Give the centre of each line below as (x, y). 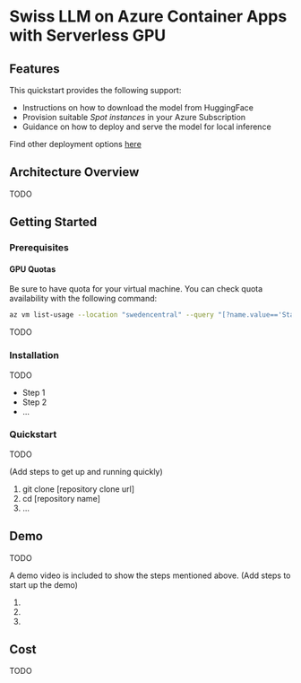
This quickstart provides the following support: (95, 90)
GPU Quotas (33, 269)
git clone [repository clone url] (78, 489)
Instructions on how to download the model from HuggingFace (138, 108)
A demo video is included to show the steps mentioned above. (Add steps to (150, 575)
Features (34, 69)
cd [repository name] (61, 498)
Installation (34, 355)
